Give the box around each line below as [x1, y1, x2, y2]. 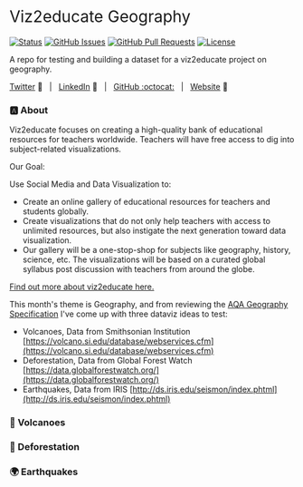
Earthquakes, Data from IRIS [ [22, 384, 133, 395]
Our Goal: [9, 161, 45, 172]
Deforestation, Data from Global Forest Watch [22, 356, 193, 366]
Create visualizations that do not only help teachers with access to [22, 216, 271, 227]
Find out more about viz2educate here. [9, 281, 155, 292]
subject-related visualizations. [9, 143, 122, 155]
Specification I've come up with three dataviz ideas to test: [9, 308, 228, 319]
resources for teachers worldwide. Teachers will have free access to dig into [9, 134, 295, 145]
